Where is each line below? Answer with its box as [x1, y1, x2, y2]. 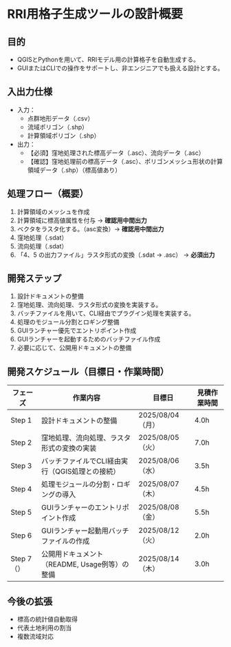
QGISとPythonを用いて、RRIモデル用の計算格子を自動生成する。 [16, 56, 199, 63]
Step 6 [10, 531, 32, 540]
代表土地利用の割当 [16, 624, 72, 632]
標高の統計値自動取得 [16, 615, 78, 624]
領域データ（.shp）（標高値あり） [27, 166, 122, 174]
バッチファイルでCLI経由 [41, 456, 122, 466]
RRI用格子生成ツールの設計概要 [7, 6, 184, 22]
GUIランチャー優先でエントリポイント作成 [16, 326, 137, 335]
